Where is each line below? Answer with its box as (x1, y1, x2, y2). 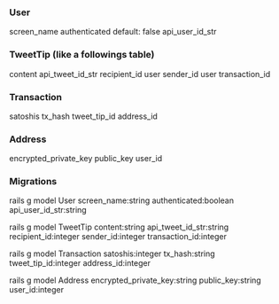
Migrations (9, 175, 58, 188)
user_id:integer (9, 285, 65, 295)
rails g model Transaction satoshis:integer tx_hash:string (9, 248, 215, 259)
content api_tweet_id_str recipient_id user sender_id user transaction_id (9, 68, 271, 79)
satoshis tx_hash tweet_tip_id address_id (9, 111, 158, 121)
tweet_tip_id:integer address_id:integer (9, 258, 151, 269)
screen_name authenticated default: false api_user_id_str (9, 27, 217, 37)
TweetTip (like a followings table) (9, 49, 155, 61)
